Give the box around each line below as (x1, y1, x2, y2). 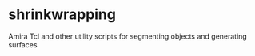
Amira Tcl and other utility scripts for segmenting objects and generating (8, 32, 248, 41)
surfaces (8, 39, 38, 49)
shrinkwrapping (8, 6, 116, 24)
